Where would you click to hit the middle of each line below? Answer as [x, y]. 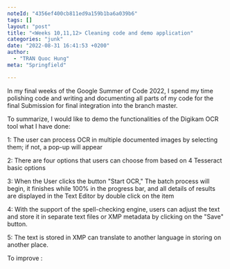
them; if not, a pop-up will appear [55, 147]
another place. [28, 244]
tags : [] [20, 20]
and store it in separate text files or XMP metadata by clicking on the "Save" [115, 216]
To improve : [25, 258]
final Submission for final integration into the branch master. [92, 105]
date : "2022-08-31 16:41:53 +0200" [59, 46]
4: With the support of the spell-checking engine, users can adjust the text [114, 209]
